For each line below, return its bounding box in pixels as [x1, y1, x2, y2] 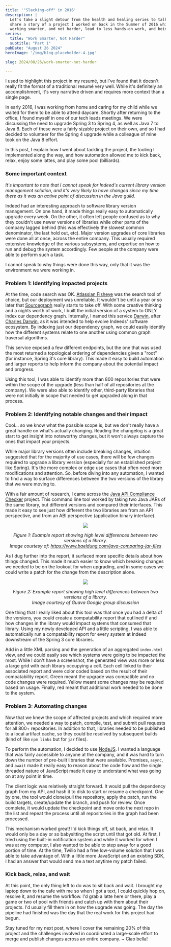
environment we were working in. [5, 267, 75, 273]
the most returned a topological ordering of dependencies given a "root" [5, 350, 157, 356]
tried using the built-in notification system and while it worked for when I [5, 836, 157, 842]
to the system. [5, 690, 36, 696]
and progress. [5, 366, 35, 372]
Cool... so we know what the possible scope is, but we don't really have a [5, 422, 159, 428]
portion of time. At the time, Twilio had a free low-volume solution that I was [5, 847, 164, 853]
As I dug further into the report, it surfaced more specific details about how [5, 553, 163, 559]
